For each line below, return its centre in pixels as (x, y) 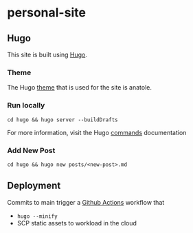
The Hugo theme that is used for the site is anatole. (80, 88)
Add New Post (31, 150)
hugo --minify (37, 216)
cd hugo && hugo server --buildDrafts (63, 120)
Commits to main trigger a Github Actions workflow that (86, 202)
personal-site (46, 13)
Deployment (34, 186)
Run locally (26, 105)
